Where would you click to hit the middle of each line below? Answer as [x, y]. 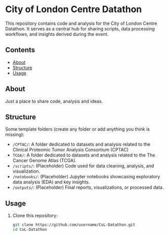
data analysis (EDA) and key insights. [51, 182]
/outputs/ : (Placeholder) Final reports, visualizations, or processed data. [88, 187]
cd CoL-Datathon [30, 230]
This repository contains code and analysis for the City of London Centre [81, 23]
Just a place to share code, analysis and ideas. [54, 101]
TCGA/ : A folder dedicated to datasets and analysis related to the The [84, 155]
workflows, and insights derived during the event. [57, 34]
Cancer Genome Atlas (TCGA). [45, 161]
